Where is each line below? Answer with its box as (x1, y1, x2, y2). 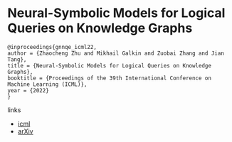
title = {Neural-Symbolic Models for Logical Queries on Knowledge (7, 62, 212, 69)
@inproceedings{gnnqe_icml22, (7, 43, 97, 50)
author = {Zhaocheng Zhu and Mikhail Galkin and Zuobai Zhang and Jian (7, 50, 224, 57)
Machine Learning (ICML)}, (7, 80, 88, 88)
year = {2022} (7, 87, 50, 94)
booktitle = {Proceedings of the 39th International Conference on (7, 75, 212, 82)
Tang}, (7, 55, 27, 63)
